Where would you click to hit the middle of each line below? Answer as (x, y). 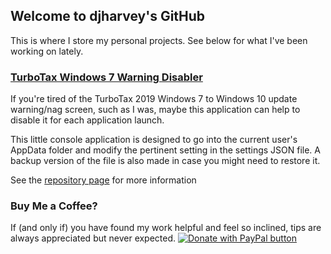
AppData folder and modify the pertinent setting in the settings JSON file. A (166, 150)
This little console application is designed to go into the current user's (154, 140)
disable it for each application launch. (87, 120)
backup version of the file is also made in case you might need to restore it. (165, 161)
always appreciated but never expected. (93, 238)
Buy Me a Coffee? (54, 206)
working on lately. (47, 51)
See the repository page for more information (103, 180)
